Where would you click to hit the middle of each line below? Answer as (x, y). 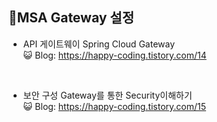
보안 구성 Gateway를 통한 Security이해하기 (107, 95)
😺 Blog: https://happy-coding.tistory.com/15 (114, 106)
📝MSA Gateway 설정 (71, 18)
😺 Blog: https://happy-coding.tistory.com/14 (114, 55)
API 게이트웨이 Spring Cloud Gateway (99, 44)
